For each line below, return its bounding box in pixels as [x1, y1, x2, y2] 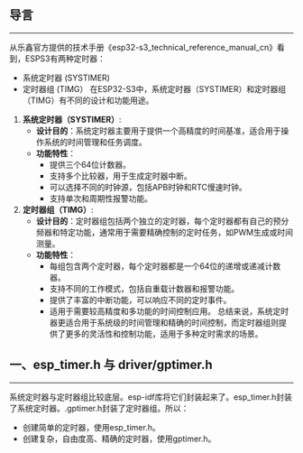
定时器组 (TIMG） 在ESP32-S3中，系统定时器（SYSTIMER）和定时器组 [22, 83, 287, 94]
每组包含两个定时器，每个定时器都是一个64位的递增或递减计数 [49, 260, 281, 272]
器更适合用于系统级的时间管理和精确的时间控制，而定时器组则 [49, 317, 280, 328]
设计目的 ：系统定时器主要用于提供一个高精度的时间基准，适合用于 [35, 125, 281, 136]
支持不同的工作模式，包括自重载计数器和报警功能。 [49, 282, 240, 294]
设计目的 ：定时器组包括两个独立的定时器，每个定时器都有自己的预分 [35, 215, 289, 226]
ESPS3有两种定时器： [24, 52, 106, 64]
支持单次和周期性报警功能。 [49, 192, 153, 204]
